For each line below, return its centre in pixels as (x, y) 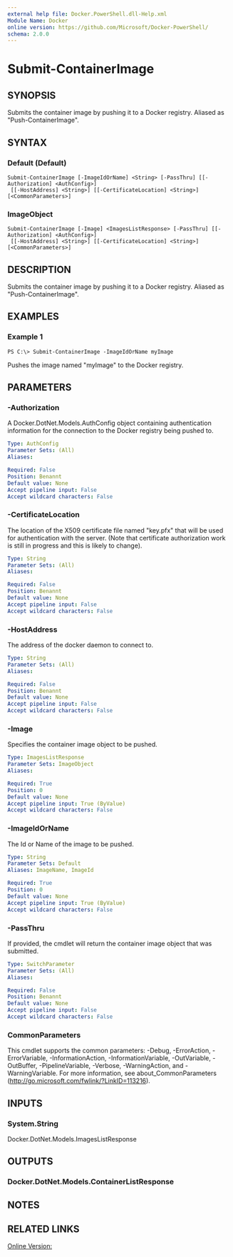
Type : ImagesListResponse (46, 758)
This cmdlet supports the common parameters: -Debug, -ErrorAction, (109, 1051)
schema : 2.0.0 (29, 34)
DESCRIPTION (39, 269)
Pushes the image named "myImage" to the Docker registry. (95, 365)
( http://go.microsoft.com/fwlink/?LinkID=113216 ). (79, 1081)
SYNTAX (27, 142)
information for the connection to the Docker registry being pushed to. (110, 431)
